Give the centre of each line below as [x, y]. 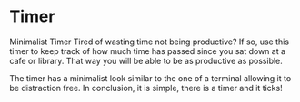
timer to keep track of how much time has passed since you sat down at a [148, 51]
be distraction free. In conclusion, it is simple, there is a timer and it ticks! [146, 88]
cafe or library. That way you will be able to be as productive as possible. [146, 60]
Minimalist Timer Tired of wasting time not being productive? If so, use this [149, 42]
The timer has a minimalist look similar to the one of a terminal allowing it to [150, 78]
